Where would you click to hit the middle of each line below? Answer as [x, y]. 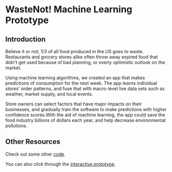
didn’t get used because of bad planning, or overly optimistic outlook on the [85, 62]
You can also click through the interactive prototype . [61, 164]
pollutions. [16, 126]
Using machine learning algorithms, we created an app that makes [75, 78]
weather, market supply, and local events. [49, 94]
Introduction [26, 39]
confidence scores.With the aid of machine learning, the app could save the [85, 115]
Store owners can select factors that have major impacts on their [73, 104]
